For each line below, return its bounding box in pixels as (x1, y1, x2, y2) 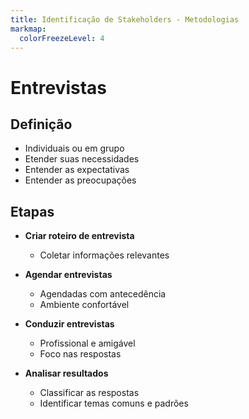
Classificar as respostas (39, 387, 140, 399)
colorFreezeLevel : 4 (19, 33, 105, 43)
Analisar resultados (24, 367, 109, 380)
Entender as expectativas (24, 164, 130, 176)
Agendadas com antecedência (39, 288, 167, 300)
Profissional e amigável (39, 337, 136, 350)
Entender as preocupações (24, 174, 137, 186)
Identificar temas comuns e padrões (39, 397, 189, 410)
